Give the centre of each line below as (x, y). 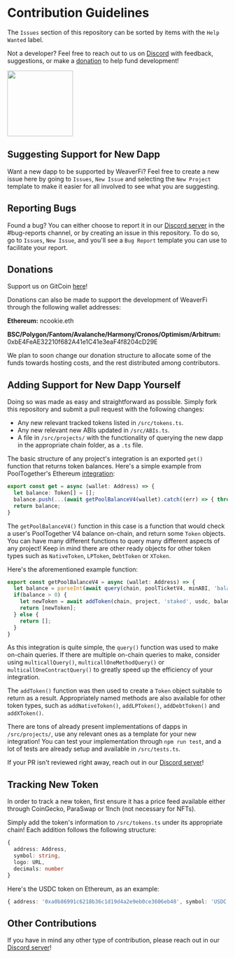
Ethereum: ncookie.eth (41, 321)
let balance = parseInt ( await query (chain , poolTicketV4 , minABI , (112, 589)
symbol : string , (37, 856)
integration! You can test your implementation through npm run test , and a (114, 742)
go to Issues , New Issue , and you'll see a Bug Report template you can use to (117, 240)
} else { (26, 614)
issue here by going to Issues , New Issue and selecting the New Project (109, 179)
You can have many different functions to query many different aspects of (114, 541)
